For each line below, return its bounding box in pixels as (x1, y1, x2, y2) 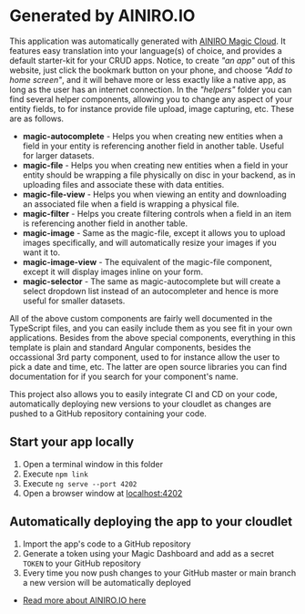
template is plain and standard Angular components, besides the (9, 342, 252, 353)
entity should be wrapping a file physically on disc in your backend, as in (22, 169, 296, 180)
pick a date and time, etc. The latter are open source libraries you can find (9, 361, 288, 372)
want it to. (22, 247, 61, 258)
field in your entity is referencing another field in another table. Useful (22, 140, 285, 151)
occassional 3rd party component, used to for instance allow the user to (9, 352, 280, 363)
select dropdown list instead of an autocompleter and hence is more (22, 285, 280, 296)
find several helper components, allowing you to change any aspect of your (9, 93, 293, 105)
